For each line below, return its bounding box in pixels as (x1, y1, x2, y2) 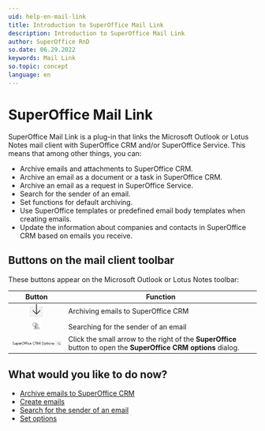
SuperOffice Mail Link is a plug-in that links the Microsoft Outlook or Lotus (8, 132, 249, 141)
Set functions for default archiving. (19, 197, 133, 206)
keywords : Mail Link (8, 54, 77, 62)
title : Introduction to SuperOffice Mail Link (8, 20, 164, 29)
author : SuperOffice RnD (8, 38, 90, 46)
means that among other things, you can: (8, 148, 142, 158)
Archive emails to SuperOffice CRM (19, 388, 136, 398)
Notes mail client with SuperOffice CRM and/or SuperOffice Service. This (8, 140, 246, 150)
